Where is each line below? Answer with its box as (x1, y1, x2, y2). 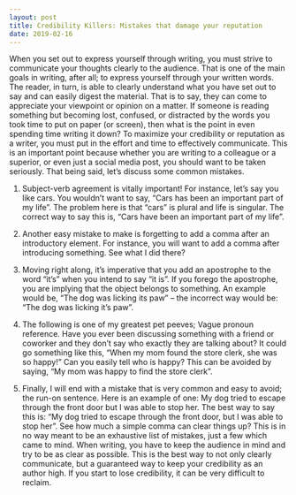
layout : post (9, 12, 57, 22)
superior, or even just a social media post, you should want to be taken (9, 156, 267, 168)
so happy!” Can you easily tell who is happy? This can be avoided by (21, 357, 272, 368)
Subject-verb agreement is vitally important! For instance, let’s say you (21, 183, 279, 194)
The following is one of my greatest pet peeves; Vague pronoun (21, 319, 254, 330)
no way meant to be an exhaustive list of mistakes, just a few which (21, 430, 268, 441)
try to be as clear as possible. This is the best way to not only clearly (21, 449, 272, 460)
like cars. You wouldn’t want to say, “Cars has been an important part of (21, 193, 285, 203)
